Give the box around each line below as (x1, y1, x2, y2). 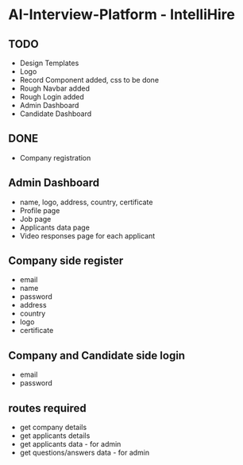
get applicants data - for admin (19, 440, 121, 449)
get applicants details (19, 431, 91, 440)
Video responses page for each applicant (19, 231, 156, 240)
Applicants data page (19, 223, 90, 232)
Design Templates (19, 58, 79, 68)
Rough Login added (19, 92, 85, 101)
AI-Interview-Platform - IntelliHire (8, 6, 236, 24)
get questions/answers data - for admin (19, 448, 150, 458)
